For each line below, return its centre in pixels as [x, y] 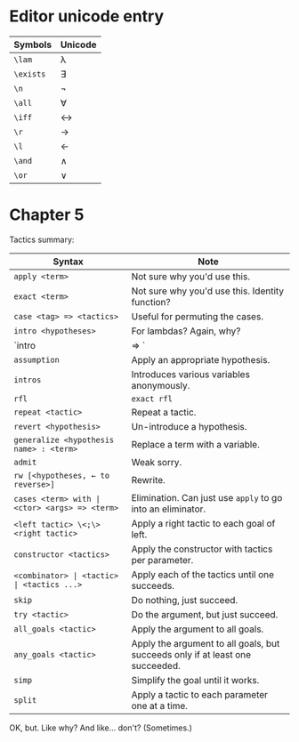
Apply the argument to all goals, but [206, 643]
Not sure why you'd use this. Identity [208, 291]
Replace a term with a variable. [195, 444]
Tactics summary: [42, 239]
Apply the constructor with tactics [202, 549]
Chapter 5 [47, 215]
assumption [36, 359]
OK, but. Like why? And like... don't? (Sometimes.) [101, 728]
